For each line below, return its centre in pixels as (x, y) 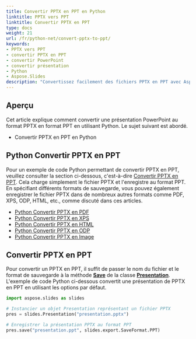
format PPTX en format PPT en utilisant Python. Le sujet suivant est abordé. (97, 125)
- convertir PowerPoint (35, 60)
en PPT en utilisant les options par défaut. (56, 288)
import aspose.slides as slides (45, 298)
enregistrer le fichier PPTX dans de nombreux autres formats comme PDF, (95, 194)
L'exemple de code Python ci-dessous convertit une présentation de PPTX (96, 281)
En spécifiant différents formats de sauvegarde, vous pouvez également (93, 188)
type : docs (19, 28)
